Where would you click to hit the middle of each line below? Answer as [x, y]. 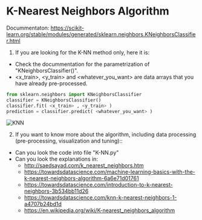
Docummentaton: [28, 28]
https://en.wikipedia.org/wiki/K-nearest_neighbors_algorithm [99, 210]
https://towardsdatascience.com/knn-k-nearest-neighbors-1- [100, 198]
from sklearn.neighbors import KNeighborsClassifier [74, 94]
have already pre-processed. [51, 83]
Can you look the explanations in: [57, 159]
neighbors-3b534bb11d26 [56, 191]
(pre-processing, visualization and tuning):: [69, 141]
